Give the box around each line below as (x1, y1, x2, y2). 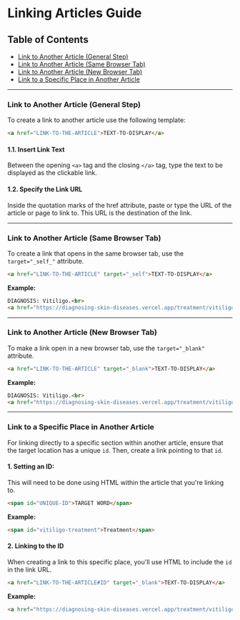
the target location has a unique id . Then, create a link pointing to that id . (7, 446, 224, 454)
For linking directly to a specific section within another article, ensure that (7, 438, 224, 447)
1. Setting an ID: (7, 462, 55, 471)
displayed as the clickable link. (7, 169, 98, 177)
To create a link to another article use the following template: (7, 116, 186, 124)
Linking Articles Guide (7, 5, 142, 21)
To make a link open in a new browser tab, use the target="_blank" (7, 344, 205, 352)
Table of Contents (7, 34, 89, 46)
